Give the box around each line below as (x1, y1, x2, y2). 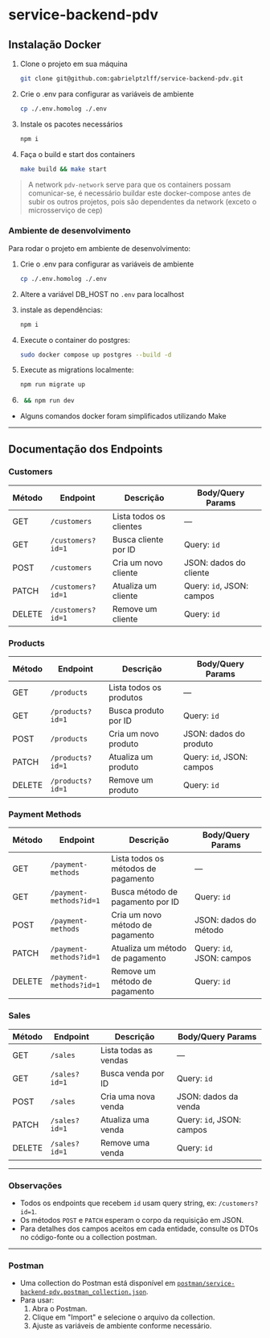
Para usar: (19, 1295, 55, 1305)
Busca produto (108, 705, 165, 716)
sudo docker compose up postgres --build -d (19, 350, 172, 359)
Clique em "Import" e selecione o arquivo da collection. (31, 1312, 215, 1322)
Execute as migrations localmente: (19, 365, 134, 375)
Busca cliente (112, 534, 164, 545)
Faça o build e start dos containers (19, 149, 135, 159)
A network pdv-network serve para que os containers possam (27, 180, 231, 189)
